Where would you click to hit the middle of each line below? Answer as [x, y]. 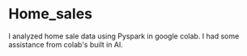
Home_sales [51, 14]
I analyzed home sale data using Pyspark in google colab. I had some [124, 36]
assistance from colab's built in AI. [66, 44]
